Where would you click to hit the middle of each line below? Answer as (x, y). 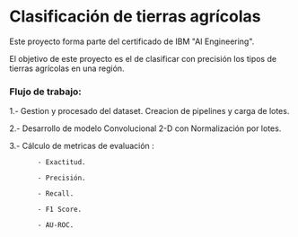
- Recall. (56, 194)
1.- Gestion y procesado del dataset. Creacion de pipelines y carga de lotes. (149, 111)
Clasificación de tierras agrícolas (135, 17)
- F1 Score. (60, 210)
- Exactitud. (62, 162)
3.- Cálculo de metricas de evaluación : (82, 146)
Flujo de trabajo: (46, 92)
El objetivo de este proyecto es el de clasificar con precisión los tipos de (143, 58)
